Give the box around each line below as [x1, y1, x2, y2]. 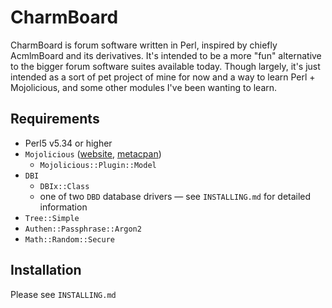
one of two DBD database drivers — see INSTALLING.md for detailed [39, 190, 312, 202]
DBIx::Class [39, 181, 90, 191]
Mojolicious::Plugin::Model [39, 160, 157, 170]
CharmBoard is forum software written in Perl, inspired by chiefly [10, 39, 278, 51]
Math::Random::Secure [24, 234, 115, 245]
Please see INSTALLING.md [10, 288, 117, 300]
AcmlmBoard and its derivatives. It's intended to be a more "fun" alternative [10, 49, 322, 61]
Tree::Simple [24, 213, 80, 223]
